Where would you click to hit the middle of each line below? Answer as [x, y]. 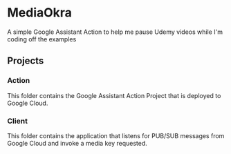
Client [17, 121]
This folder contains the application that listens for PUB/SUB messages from [116, 135]
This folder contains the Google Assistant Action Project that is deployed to [114, 95]
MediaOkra [40, 13]
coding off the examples [42, 39]
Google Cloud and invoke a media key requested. [77, 143]
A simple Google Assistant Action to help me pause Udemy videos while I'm [115, 32]
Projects [26, 61]
